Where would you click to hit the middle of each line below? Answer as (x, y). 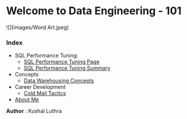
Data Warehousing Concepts (59, 81)
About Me (27, 99)
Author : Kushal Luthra (34, 111)
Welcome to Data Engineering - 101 (94, 11)
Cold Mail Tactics (45, 94)
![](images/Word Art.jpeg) (38, 27)
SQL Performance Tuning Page (61, 62)
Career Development (40, 87)
